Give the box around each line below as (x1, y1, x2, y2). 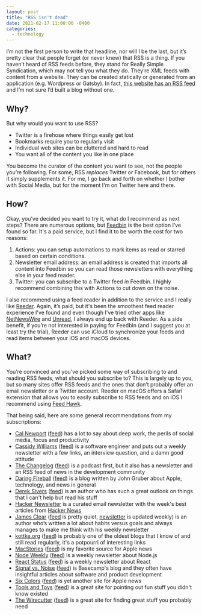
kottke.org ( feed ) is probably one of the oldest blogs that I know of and (14, 532, 191, 540)
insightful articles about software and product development (14, 570, 162, 578)
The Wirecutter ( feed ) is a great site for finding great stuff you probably (14, 596, 192, 604)
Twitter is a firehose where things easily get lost (14, 131, 134, 139)
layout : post (6, 8, 39, 15)
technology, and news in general (14, 481, 96, 488)
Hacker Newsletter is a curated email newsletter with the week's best (14, 500, 187, 507)
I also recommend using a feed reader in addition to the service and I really (6, 296, 192, 303)
